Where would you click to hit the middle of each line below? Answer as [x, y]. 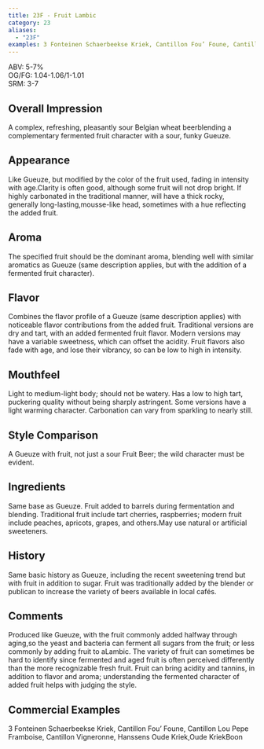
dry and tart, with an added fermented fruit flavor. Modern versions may [125, 333]
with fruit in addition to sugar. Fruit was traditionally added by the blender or [131, 583]
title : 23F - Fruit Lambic [52, 15]
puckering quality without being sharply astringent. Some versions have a [127, 402]
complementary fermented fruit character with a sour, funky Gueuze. [120, 135]
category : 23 [29, 23]
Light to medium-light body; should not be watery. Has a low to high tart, [126, 394]
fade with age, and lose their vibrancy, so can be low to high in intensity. [125, 350]
